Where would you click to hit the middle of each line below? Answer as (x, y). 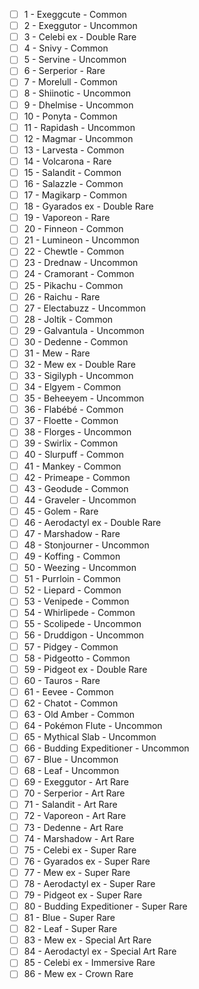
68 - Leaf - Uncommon (71, 771)
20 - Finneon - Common (73, 229)
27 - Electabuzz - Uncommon (84, 308)
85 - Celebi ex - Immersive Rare (89, 963)
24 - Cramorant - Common (79, 274)
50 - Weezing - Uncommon (80, 568)
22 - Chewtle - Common (74, 251)
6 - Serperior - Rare (64, 71)
